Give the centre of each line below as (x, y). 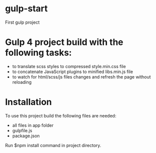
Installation (29, 102)
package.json (26, 136)
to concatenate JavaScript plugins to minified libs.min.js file (73, 72)
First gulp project (22, 22)
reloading (22, 82)
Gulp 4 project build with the (64, 42)
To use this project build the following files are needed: (61, 115)
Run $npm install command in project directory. (53, 145)
